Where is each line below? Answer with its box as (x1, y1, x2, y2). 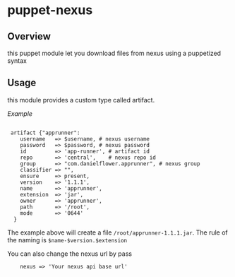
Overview (7, 30, 52, 42)
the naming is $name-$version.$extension (7, 235, 128, 244)
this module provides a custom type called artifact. (7, 95, 155, 104)
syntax (7, 57, 27, 65)
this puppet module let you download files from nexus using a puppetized (7, 49, 221, 57)
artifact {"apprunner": (10, 129, 80, 136)
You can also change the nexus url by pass (7, 249, 133, 258)
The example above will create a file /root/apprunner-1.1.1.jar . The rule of (7, 228, 228, 237)
